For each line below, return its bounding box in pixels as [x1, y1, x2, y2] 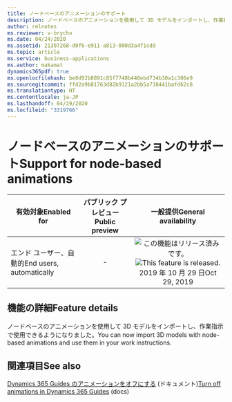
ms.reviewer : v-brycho [7, 29, 72, 37]
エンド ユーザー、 [10, 248, 68, 257]
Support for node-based [19, 156, 162, 172]
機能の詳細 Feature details [7, 302, 119, 314]
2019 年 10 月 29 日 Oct [139, 268, 217, 277]
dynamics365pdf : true [7, 68, 70, 75]
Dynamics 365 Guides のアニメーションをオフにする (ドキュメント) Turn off [7, 380, 221, 388]
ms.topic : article [7, 49, 60, 56]
